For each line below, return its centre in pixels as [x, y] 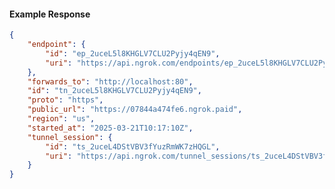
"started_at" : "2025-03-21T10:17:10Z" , [110, 128]
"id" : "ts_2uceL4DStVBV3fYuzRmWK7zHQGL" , [133, 146]
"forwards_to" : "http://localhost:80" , [110, 81]
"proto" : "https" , [65, 100]
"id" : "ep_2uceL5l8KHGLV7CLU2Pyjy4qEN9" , [133, 53]
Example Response [50, 14]
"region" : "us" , [61, 119]
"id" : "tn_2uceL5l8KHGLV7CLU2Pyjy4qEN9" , [114, 91]
